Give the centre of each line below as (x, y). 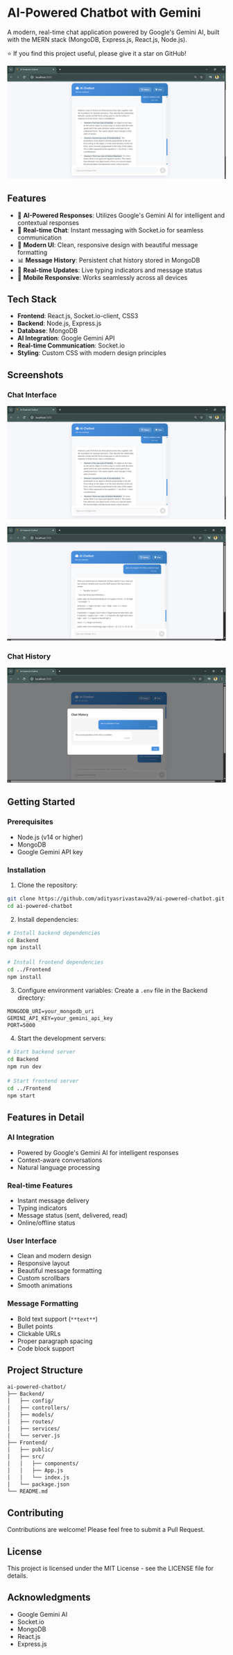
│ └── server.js (34, 1436)
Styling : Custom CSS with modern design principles (92, 353)
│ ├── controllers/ (38, 1408)
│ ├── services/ (34, 1429)
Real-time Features (40, 1185)
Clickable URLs (39, 1333)
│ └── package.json (38, 1484)
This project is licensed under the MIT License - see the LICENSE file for (110, 1568)
